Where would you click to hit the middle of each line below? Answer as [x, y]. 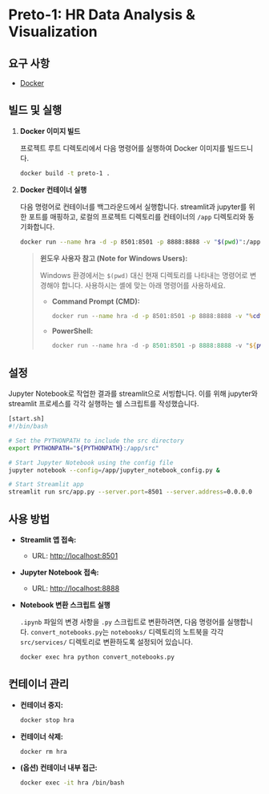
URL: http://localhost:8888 [76, 588]
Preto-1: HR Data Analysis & [102, 15]
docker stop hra [47, 720]
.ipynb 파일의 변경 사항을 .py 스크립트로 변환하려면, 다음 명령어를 [122, 622]
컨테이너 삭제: [42, 736]
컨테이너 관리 [39, 684]
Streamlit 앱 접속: [48, 539]
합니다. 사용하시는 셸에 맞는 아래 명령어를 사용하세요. [144, 285]
